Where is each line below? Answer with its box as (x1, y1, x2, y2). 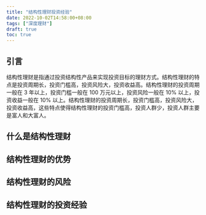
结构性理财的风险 (6, 177, 71, 187)
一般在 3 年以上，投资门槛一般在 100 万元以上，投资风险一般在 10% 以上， (6, 88, 194, 96)
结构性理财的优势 (6, 154, 71, 164)
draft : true (6, 26, 37, 32)
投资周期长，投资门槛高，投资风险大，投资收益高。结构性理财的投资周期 (17, 81, 200, 88)
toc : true (6, 32, 32, 38)
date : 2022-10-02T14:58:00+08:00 (6, 15, 92, 21)
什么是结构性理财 (6, 131, 71, 141)
